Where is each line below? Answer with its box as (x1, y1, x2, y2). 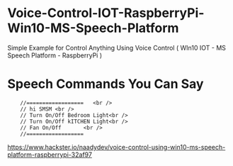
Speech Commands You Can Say (7, 76, 204, 92)
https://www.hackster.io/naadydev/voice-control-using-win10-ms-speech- (7, 143, 226, 151)
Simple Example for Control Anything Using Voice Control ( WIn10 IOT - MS (7, 43, 227, 52)
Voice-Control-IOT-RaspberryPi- (7, 5, 205, 21)
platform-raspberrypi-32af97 (7, 150, 92, 159)
